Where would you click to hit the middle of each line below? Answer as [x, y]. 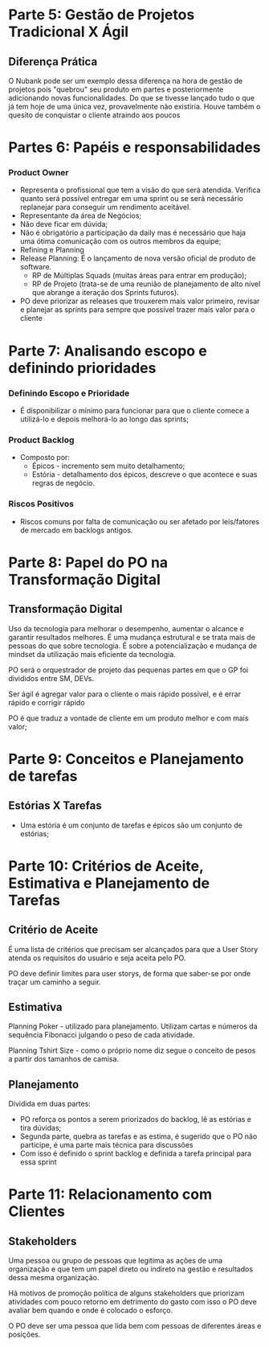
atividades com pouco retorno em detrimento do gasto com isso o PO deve [132, 1302]
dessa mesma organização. [54, 1278]
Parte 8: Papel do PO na [88, 563]
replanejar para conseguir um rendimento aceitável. [105, 207]
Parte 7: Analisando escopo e [108, 351]
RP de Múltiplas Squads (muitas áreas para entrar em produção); [139, 276]
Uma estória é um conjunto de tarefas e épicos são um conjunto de [131, 825]
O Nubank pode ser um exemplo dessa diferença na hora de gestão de [126, 81]
